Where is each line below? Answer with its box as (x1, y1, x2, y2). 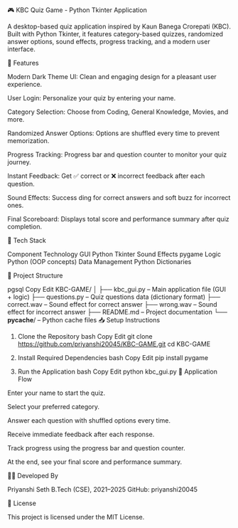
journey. (7, 158, 31, 166)
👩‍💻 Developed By (7, 472, 59, 480)
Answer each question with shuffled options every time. (7, 416, 171, 425)
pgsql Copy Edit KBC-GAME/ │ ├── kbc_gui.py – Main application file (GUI (7, 285, 226, 293)
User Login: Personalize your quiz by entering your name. (7, 94, 176, 102)
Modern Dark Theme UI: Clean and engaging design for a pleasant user (7, 73, 217, 80)
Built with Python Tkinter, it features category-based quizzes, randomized (7, 30, 224, 38)
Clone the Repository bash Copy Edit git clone (17, 332, 153, 340)
